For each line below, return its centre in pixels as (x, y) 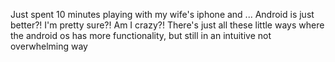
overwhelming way (49, 46)
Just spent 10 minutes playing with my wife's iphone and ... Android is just (162, 14)
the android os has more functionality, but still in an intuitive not (141, 35)
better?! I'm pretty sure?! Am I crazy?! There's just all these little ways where (167, 25)
